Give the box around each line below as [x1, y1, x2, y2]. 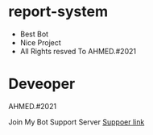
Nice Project [19, 37, 62, 47]
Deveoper [8, 75, 76, 93]
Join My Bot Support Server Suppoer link [8, 116, 145, 127]
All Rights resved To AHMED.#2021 [19, 46, 137, 56]
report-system [8, 2, 109, 21]
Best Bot [19, 29, 49, 39]
